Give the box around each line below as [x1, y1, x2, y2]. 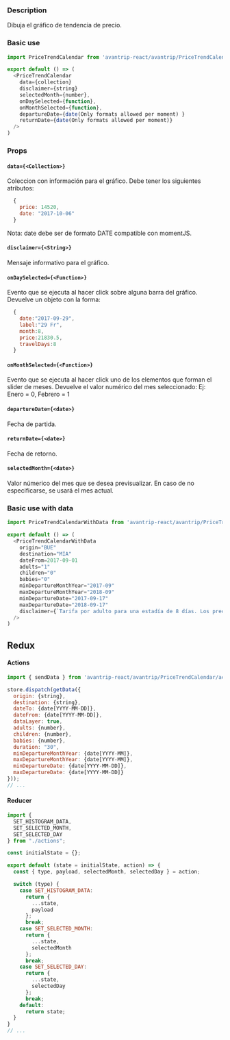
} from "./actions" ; [7, 837, 66, 844]
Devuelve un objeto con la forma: [7, 295, 101, 304]
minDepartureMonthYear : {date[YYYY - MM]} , [13, 750, 133, 757]
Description [7, 5, 47, 15]
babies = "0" [19, 576, 51, 583]
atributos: [7, 184, 34, 193]
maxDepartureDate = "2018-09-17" [19, 602, 109, 608]
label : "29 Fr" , [19, 321, 63, 328]
